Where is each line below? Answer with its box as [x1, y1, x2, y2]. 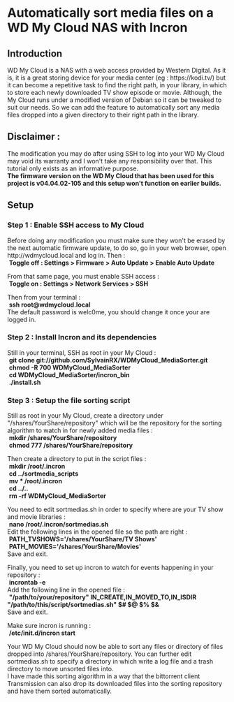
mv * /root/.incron [8, 477, 63, 485]
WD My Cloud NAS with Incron [7, 20, 188, 36]
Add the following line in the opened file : [7, 585, 126, 594]
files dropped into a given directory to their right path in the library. [7, 110, 199, 119]
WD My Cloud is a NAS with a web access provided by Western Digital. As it [7, 66, 226, 74]
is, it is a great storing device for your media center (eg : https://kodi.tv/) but [7, 73, 226, 82]
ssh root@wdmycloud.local [8, 300, 91, 309]
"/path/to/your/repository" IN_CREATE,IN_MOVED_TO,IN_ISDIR [8, 593, 197, 601]
